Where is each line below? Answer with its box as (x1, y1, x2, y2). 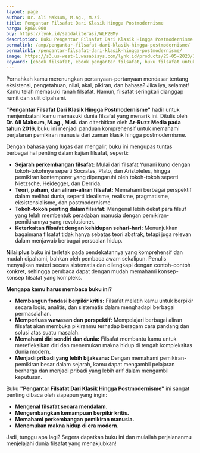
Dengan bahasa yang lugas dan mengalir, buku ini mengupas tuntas (6, 143, 173, 150)
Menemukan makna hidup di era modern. (14, 422, 119, 429)
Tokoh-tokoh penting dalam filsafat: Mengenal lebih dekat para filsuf (14, 205, 186, 212)
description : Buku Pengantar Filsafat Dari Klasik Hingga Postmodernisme (6, 36, 193, 42)
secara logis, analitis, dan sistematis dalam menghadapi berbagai (14, 303, 175, 311)
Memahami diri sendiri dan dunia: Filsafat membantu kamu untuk (14, 335, 177, 342)
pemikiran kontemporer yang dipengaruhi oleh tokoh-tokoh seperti (14, 173, 179, 180)
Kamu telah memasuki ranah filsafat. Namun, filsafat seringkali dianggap (6, 88, 184, 95)
